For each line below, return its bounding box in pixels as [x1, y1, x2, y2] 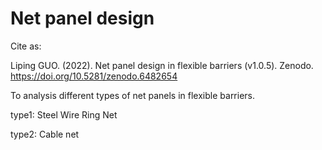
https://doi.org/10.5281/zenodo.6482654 [10, 70, 178, 82]
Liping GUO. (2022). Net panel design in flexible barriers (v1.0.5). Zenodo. [10, 59, 314, 71]
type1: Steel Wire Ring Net [10, 108, 118, 121]
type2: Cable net [10, 128, 80, 140]
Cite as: [10, 40, 42, 52]
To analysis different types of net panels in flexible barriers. [10, 89, 256, 101]
